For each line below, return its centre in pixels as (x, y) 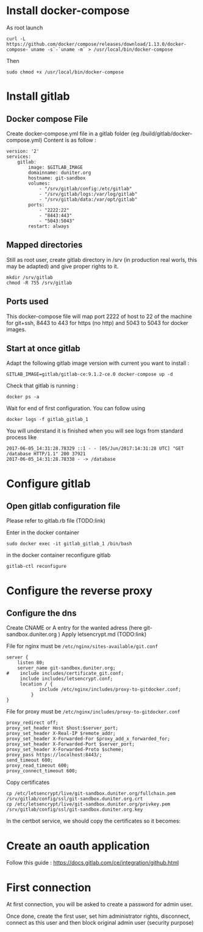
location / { (36, 684)
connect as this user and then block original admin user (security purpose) (100, 923)
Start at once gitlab (43, 349)
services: (19, 157)
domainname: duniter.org (60, 173)
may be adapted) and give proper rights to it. (62, 266)
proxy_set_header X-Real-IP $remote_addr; (61, 734)
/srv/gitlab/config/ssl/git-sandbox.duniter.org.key (75, 810)
